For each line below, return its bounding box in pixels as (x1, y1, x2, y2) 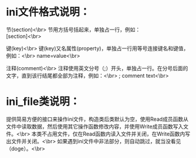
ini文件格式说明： (6, 5, 90, 19)
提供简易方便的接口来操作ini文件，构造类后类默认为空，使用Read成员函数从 (6, 116, 189, 123)
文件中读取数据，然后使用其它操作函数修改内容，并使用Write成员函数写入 (6, 123, 184, 130)
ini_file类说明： (6, 95, 80, 108)
